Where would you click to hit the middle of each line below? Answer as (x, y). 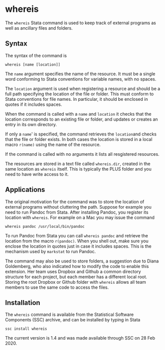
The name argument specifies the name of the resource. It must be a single (80, 74)
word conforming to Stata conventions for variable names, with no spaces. (81, 79)
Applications (25, 190)
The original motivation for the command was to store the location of (75, 202)
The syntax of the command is (36, 55)
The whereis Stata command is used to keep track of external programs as (81, 23)
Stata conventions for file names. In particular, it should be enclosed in (77, 99)
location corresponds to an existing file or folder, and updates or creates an (82, 119)
